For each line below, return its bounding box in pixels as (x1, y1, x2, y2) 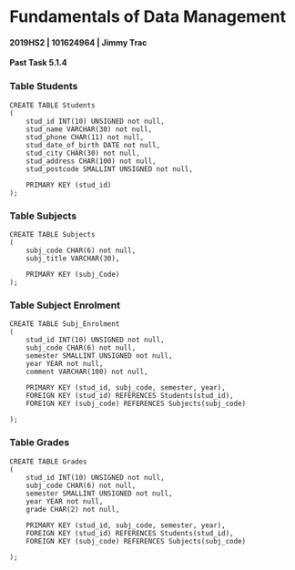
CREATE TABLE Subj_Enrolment (9, 320, 120, 329)
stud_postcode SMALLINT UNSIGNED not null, (25, 164, 194, 174)
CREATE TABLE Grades (9, 457, 88, 466)
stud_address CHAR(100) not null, (25, 157, 157, 166)
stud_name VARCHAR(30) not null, (25, 125, 153, 134)
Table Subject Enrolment (9, 299, 121, 311)
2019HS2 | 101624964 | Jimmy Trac (9, 36, 147, 47)
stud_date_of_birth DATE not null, (25, 140, 161, 149)
